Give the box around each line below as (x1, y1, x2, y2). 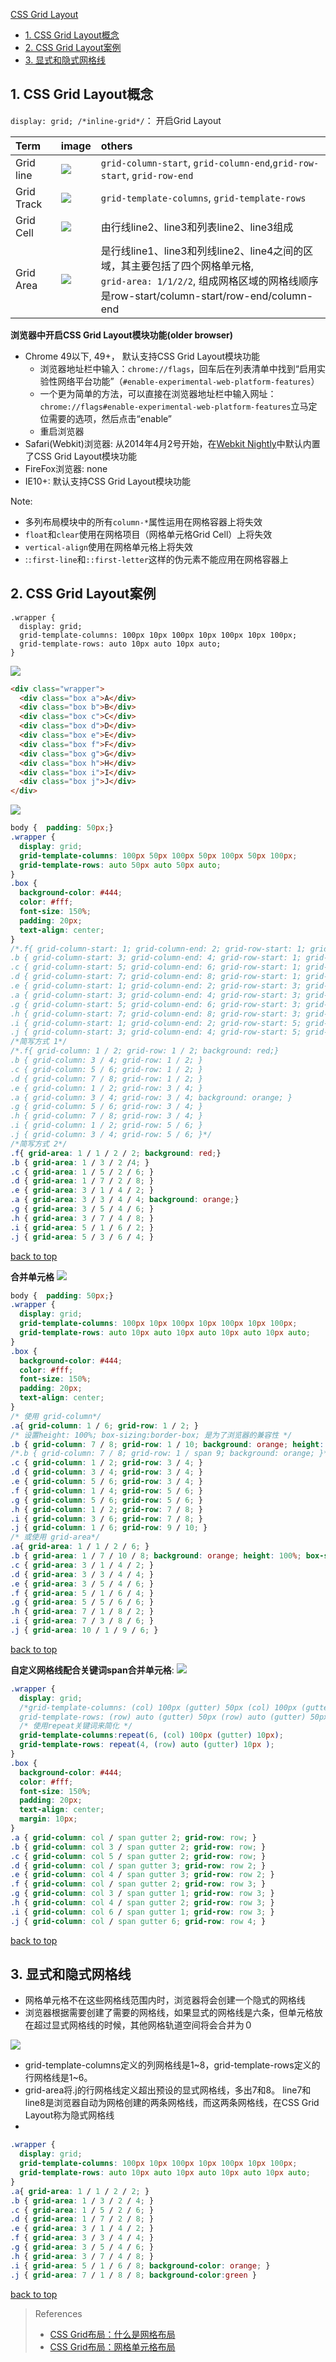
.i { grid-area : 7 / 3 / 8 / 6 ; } (10, 1616, 155, 1626)
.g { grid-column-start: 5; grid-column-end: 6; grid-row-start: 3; (10, 999, 302, 1009)
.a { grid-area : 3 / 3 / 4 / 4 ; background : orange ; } (10, 1195, 240, 1205)
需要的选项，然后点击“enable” (48, 412, 173, 424)
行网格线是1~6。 (24, 2072, 93, 2084)
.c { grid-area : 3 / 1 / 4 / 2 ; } (10, 1560, 155, 1570)
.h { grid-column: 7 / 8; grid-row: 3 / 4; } (10, 1111, 203, 1121)
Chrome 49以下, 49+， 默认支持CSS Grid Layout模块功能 (24, 350, 261, 362)
